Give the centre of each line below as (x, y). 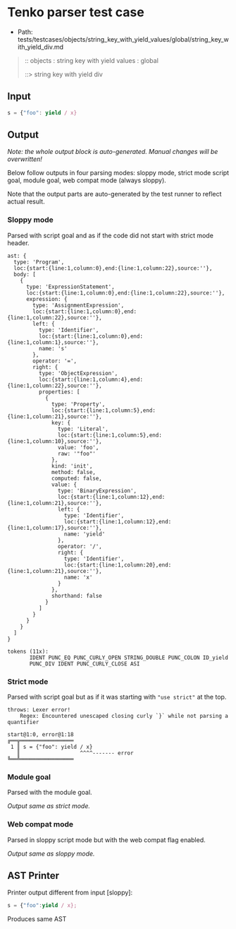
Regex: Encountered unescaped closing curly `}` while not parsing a (124, 716)
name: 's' (53, 348)
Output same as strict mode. (49, 806)
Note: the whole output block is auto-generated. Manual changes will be (113, 152)
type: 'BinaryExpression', (97, 491)
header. (18, 243)
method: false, (74, 472)
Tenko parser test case (76, 12)
